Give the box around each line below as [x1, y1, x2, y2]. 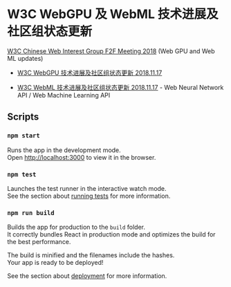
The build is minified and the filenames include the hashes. [7, 251, 175, 259]
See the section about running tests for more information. [7, 192, 171, 200]
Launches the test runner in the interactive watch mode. [7, 184, 167, 192]
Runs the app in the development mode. [7, 146, 121, 154]
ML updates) [7, 54, 44, 62]
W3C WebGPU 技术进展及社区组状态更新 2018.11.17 [17, 68, 163, 77]
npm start [7, 132, 40, 140]
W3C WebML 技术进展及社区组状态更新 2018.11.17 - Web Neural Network [17, 83, 224, 91]
